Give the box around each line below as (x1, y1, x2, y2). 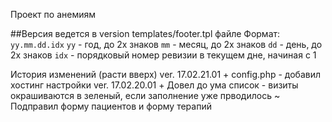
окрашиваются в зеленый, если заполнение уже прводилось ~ (10, 90, 281, 101)
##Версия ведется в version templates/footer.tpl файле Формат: (10, 28, 281, 39)
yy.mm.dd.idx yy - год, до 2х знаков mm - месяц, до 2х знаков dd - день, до (10, 39, 323, 50)
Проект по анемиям (10, 9, 97, 20)
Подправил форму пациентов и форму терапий (10, 100, 212, 112)
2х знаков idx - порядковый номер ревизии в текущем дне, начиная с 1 (10, 49, 317, 61)
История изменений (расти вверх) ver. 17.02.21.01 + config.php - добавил (10, 69, 322, 80)
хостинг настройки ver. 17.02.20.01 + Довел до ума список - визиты (10, 79, 299, 91)
